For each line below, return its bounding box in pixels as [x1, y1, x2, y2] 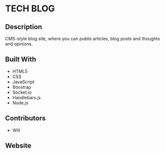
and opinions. [5, 41, 33, 47]
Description [5, 23, 42, 31]
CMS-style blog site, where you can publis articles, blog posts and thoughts [5, 36, 160, 41]
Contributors [5, 114, 46, 122]
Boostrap [12, 84, 31, 90]
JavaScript [12, 78, 35, 84]
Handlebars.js [12, 94, 41, 100]
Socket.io [12, 89, 32, 95]
